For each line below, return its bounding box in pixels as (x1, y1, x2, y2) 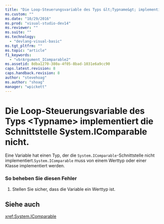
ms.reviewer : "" (5, 25, 38, 30)
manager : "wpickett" (5, 84, 47, 89)
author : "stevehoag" (5, 75, 47, 80)
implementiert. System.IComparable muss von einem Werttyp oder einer (5, 158, 147, 163)
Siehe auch (5, 201, 40, 209)
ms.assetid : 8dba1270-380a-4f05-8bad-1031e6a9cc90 (5, 61, 110, 66)
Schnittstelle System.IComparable (5, 126, 147, 137)
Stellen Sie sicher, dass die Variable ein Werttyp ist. (12, 186, 116, 192)
